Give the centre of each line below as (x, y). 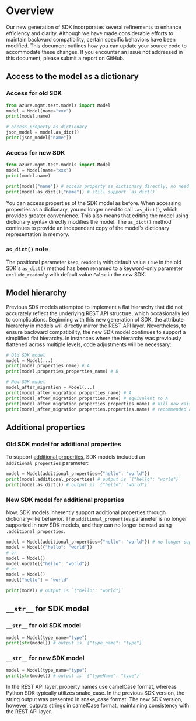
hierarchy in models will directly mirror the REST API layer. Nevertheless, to (96, 326)
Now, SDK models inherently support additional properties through (86, 512)
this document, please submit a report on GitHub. (65, 58)
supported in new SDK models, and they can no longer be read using (89, 525)
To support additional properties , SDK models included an (76, 457)
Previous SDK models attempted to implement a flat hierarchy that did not (94, 307)
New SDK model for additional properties (65, 500)
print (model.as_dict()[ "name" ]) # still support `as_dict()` (82, 192)
